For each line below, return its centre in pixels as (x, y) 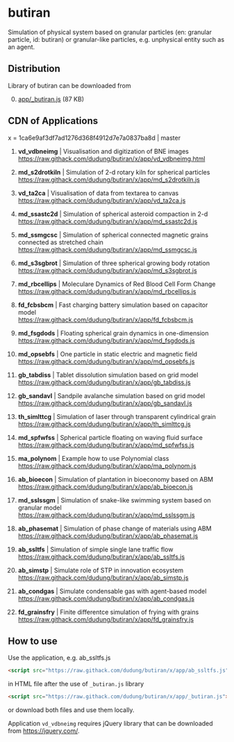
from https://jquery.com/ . (44, 731)
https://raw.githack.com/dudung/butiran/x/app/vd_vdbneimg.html (111, 159)
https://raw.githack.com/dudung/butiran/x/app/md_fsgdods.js (106, 340)
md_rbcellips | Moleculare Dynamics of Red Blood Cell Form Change (117, 284)
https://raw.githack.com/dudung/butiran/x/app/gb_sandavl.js (105, 403)
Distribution (34, 69)
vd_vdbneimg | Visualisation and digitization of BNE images (103, 151)
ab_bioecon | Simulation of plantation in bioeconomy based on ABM (116, 479)
